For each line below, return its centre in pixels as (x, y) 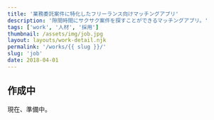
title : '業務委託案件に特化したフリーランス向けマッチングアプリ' (93, 14)
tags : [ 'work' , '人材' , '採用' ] (53, 27)
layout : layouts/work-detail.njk (57, 40)
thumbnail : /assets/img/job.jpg (55, 34)
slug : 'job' (25, 54)
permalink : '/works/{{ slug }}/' (57, 47)
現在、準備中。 (29, 109)
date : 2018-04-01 (33, 60)
